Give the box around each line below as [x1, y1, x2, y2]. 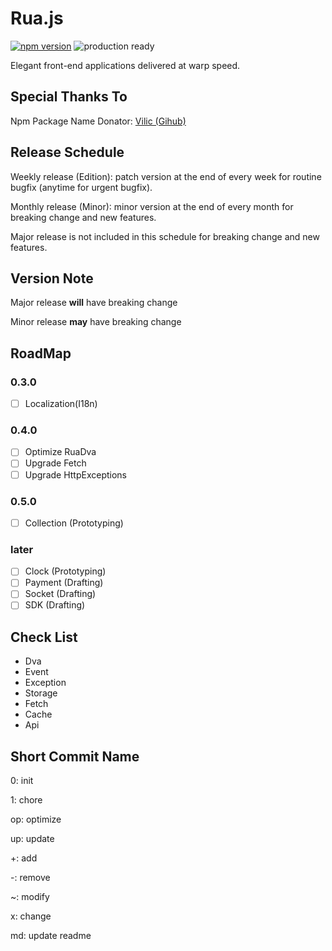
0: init [10, 775, 34, 787]
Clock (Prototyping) [24, 565, 107, 577]
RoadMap [10, 345, 72, 362]
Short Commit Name [10, 748, 140, 765]
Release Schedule [10, 144, 125, 161]
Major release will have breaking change [10, 297, 178, 309]
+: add [10, 852, 38, 864]
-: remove [10, 872, 51, 884]
